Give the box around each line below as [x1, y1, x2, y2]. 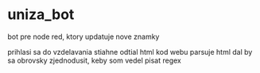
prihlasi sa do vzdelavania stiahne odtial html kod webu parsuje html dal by [7, 47, 253, 56]
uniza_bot [7, 6, 75, 24]
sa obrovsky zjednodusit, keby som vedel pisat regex [7, 56, 182, 65]
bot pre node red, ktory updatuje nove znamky [7, 32, 160, 41]
